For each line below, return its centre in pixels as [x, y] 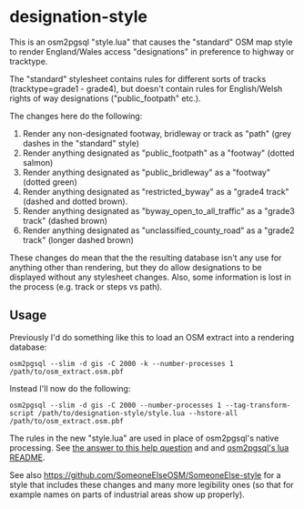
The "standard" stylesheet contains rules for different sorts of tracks [138, 78]
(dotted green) [50, 182]
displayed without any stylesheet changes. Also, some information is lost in [150, 277]
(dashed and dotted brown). [75, 201]
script [22, 413]
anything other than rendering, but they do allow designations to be [136, 267]
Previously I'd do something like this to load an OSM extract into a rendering [152, 337]
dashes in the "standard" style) [81, 143]
